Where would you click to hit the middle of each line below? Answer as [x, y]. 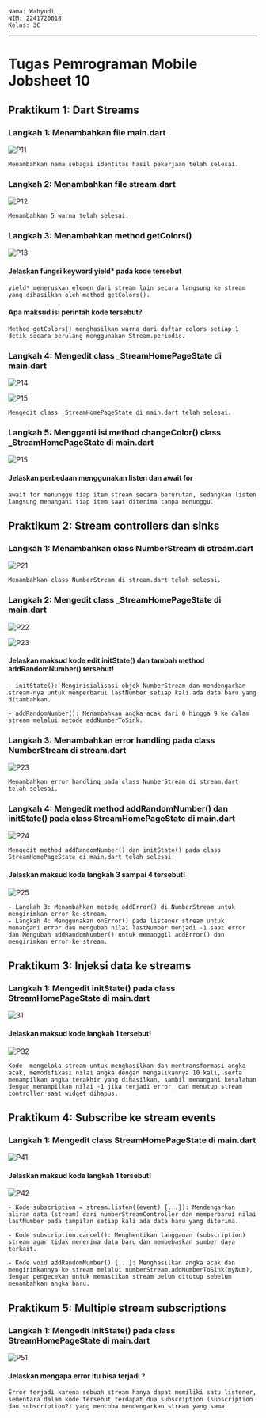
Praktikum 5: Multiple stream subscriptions [117, 1308]
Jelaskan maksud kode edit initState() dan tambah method [106, 660]
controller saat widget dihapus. [63, 1093]
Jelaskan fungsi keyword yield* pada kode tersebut [95, 271]
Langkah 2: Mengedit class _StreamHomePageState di [115, 600]
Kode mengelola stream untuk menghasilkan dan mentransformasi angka [127, 1066]
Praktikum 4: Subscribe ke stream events [112, 1118]
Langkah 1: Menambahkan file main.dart [87, 132]
